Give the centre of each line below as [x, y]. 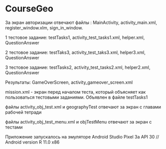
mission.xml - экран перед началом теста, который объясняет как [76, 92]
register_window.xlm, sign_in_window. [44, 27]
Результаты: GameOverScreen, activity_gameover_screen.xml [69, 82]
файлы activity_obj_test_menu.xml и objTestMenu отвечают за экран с [79, 122]
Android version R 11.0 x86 [32, 142]
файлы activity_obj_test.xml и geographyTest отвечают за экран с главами [83, 107]
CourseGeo [29, 9]
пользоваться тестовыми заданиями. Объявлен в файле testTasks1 [77, 97]
